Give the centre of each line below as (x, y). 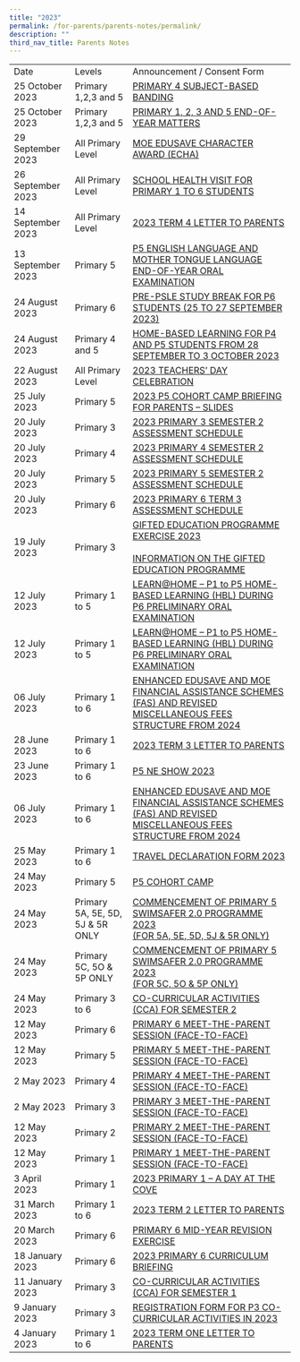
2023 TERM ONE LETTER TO (194, 1333)
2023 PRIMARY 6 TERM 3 (187, 500)
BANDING (153, 98)
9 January (35, 1307)
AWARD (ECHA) (166, 155)
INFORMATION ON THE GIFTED (199, 559)
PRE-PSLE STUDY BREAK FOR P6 (204, 296)
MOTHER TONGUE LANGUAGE (198, 260)
